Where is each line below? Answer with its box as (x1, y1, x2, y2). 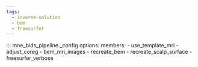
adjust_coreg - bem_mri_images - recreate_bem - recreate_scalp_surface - (6, 48, 193, 56)
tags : (6, 8, 20, 15)
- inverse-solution (11, 14, 61, 20)
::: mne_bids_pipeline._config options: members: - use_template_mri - (6, 42, 179, 49)
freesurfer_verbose (6, 54, 54, 62)
